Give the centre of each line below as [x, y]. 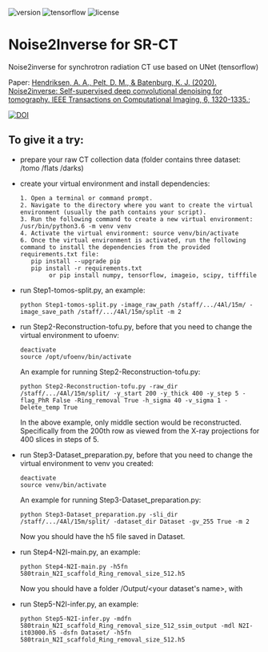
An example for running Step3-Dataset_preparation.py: [110, 500]
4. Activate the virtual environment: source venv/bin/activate [129, 233]
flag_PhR [34, 400]
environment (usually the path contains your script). [113, 212]
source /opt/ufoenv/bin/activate [76, 356]
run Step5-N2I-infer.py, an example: [79, 604]
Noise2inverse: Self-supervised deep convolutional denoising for [115, 91]
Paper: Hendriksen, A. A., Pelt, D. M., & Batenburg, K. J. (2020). [113, 82]
